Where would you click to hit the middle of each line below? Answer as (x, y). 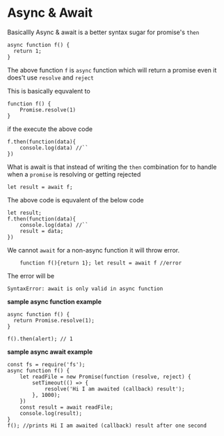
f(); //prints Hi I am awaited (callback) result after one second (107, 426)
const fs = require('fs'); (46, 364)
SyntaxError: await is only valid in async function (85, 288)
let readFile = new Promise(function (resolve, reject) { (105, 377)
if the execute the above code (50, 129)
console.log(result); (51, 413)
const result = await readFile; (66, 407)
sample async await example (50, 352)
